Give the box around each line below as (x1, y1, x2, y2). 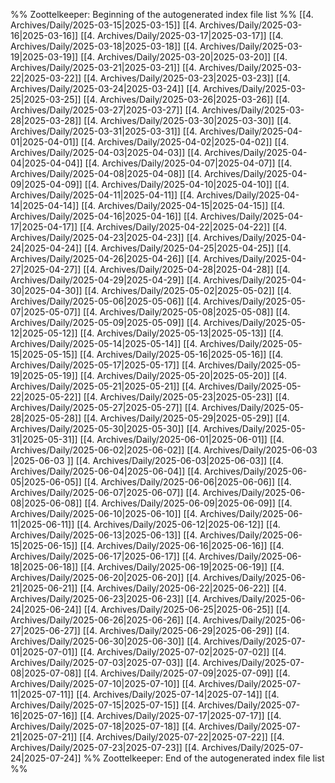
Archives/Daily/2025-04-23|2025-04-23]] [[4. (10, 232, 202, 243)
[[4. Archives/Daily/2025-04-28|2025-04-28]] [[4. (83, 264, 291, 275)
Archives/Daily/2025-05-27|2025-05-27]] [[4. (10, 402, 200, 413)
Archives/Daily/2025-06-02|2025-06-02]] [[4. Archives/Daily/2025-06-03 (10, 444, 318, 456)
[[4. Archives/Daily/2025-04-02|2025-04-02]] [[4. (80, 136, 290, 148)
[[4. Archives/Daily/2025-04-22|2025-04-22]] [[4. (79, 221, 288, 233)
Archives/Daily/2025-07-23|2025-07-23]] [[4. (10, 742, 200, 753)
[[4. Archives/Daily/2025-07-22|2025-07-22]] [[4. (79, 731, 285, 743)
